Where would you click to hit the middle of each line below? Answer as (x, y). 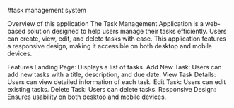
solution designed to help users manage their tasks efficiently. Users (127, 31)
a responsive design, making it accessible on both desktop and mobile (110, 46)
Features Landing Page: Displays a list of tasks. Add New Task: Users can (115, 67)
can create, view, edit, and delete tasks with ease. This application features (117, 39)
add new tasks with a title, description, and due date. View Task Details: (112, 74)
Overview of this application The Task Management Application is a (105, 23)
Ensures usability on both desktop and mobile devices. (87, 97)
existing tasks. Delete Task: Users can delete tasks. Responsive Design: (112, 89)
